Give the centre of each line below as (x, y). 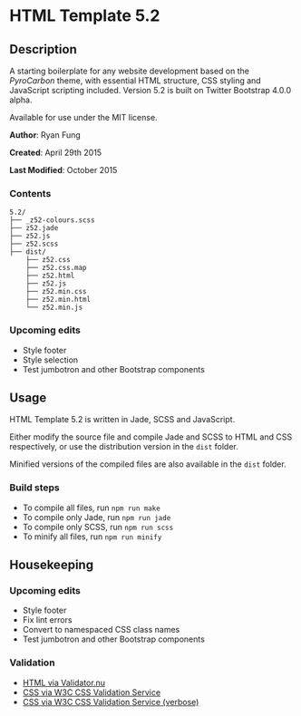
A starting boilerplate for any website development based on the (129, 71)
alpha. (21, 100)
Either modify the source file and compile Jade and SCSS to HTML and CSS (151, 437)
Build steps (35, 488)
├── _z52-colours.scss (52, 220)
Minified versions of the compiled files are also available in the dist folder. (148, 464)
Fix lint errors (47, 620)
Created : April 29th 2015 (56, 152)
